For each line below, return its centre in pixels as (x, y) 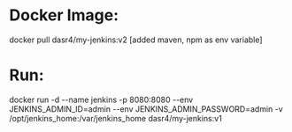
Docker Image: (64, 15)
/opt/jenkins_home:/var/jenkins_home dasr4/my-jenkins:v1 (116, 118)
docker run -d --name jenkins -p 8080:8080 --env (101, 99)
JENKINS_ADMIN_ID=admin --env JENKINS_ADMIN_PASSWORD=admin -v (146, 109)
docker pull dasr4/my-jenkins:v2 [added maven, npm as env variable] (136, 40)
